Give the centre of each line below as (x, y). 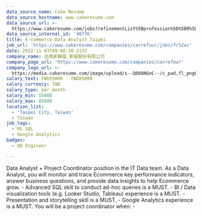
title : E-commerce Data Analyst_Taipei (56, 40)
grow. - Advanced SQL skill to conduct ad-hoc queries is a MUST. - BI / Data (101, 187)
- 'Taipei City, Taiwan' (43, 112)
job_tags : (19, 124)
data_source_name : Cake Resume (45, 12)
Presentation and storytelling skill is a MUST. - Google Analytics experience (100, 200)
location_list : (25, 106)
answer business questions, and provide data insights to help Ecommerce (98, 181)
